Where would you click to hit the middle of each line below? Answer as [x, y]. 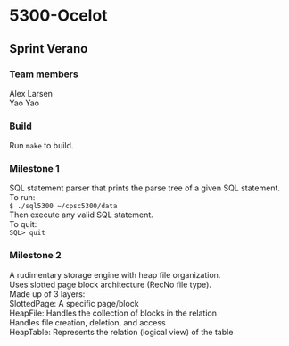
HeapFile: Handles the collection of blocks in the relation [113, 313]
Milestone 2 [35, 256]
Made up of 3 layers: [47, 294]
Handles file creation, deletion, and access [88, 322]
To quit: [23, 224]
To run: [22, 198]
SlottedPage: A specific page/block [74, 303]
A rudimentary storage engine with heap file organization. [115, 274]
